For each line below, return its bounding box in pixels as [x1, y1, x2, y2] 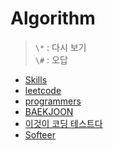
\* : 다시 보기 [34, 41, 87, 53]
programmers [24, 95, 82, 107]
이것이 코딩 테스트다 [24, 117, 103, 129]
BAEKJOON [24, 105, 74, 117]
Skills [24, 73, 48, 86]
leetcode [24, 84, 62, 96]
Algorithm [10, 7, 96, 30]
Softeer [24, 128, 56, 141]
